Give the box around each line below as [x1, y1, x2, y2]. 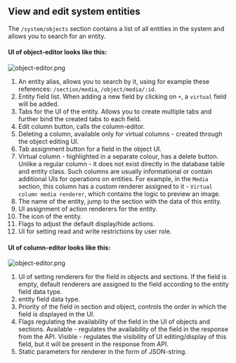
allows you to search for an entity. [8, 32, 106, 40]
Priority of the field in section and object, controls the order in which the [18, 302, 227, 311]
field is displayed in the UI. [18, 310, 96, 319]
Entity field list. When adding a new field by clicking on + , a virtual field [18, 92, 227, 101]
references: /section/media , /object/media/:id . [18, 85, 157, 94]
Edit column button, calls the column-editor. [18, 123, 145, 131]
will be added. [18, 100, 59, 109]
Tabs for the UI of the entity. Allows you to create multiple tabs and [18, 107, 212, 116]
